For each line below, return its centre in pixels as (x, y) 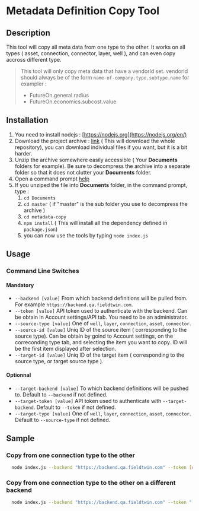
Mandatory (20, 285)
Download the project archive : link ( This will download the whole (95, 141)
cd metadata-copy (45, 217)
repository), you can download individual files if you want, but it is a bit (101, 147)
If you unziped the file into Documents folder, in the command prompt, (101, 185)
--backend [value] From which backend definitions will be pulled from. (101, 299)
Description (28, 33)
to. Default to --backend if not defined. (61, 394)
